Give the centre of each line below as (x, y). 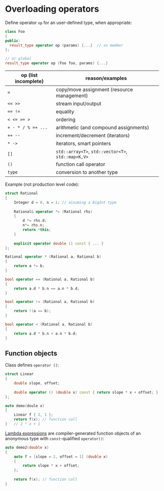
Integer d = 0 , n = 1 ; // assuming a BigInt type (65, 202)
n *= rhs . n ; (34, 225)
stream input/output (79, 104)
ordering (66, 120)
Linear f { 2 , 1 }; (34, 415)
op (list (30, 75)
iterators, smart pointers (83, 144)
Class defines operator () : (32, 365)
